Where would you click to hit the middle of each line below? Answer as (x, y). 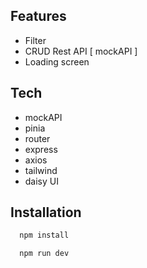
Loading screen (57, 61)
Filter (35, 40)
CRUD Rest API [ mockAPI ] (81, 51)
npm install (44, 235)
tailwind (41, 170)
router (37, 138)
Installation (46, 212)
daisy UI (41, 181)
